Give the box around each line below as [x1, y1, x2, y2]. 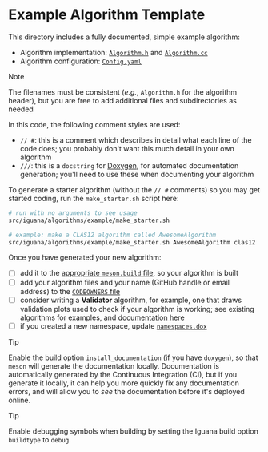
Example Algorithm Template [8, 6, 206, 24]
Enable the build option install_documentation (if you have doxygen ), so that [8, 353, 258, 362]
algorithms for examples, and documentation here [19, 313, 186, 322]
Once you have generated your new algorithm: [8, 252, 162, 262]
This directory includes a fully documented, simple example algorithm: [8, 32, 240, 42]
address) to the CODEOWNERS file [19, 286, 121, 296]
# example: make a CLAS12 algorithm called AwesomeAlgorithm [8, 231, 217, 239]
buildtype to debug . [8, 434, 71, 444]
